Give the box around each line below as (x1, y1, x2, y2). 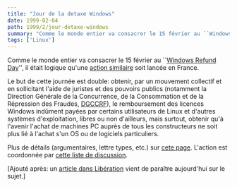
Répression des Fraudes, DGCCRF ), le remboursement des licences (7, 99, 205, 108)
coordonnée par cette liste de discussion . (7, 151, 128, 159)
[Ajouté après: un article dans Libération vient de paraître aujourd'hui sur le (7, 164, 226, 173)
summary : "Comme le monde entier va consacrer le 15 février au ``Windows (7, 30, 232, 37)
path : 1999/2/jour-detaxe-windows (7, 23, 109, 30)
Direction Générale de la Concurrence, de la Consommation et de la (7, 92, 205, 101)
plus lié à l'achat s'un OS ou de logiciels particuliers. (7, 130, 159, 138)
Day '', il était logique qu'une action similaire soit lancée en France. (7, 64, 200, 72)
